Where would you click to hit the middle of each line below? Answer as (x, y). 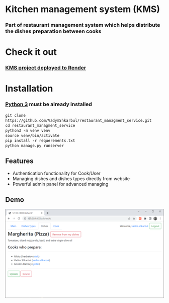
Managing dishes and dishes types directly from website (71, 178)
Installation (29, 89)
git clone (16, 115)
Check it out (31, 52)
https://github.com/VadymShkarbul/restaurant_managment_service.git (78, 120)
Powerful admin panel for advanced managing (60, 184)
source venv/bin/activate (32, 135)
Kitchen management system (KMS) (82, 9)
